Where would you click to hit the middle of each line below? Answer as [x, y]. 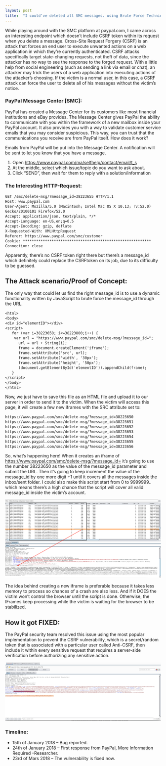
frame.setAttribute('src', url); [53, 353]
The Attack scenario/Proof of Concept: [66, 281]
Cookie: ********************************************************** [78, 241]
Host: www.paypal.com [27, 202]
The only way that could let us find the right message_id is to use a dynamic [83, 293]
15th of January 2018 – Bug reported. [50, 743]
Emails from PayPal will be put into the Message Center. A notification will [80, 147]
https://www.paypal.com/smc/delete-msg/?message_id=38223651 [69, 422]
